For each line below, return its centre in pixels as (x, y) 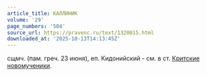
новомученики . (30, 66)
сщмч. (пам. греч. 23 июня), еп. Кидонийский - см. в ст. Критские (104, 58)
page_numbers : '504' (37, 26)
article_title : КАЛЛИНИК (42, 13)
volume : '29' (26, 20)
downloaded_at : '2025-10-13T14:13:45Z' (64, 39)
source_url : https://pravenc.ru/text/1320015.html (81, 33)
